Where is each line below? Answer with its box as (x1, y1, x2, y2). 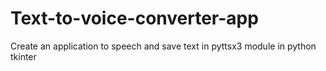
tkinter (10, 50, 37, 62)
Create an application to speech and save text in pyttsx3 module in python (10, 40, 317, 52)
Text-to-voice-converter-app (10, 7, 259, 30)
